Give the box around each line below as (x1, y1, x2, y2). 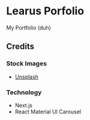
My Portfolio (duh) (6, 24, 51, 31)
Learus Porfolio (6, 4, 85, 18)
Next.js (14, 101, 33, 109)
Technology (6, 88, 42, 97)
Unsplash (14, 73, 39, 80)
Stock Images (6, 59, 47, 68)
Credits (6, 41, 35, 52)
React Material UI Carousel (14, 108, 82, 115)
